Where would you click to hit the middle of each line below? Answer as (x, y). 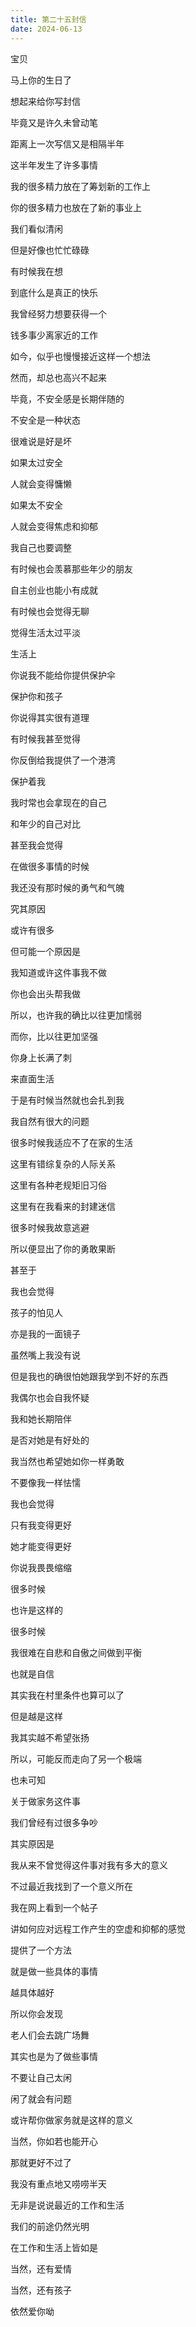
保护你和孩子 (36, 696)
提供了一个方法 (41, 1950)
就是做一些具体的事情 (54, 1971)
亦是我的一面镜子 (45, 1333)
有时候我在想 (36, 271)
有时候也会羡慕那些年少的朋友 (71, 568)
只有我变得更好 (41, 1525)
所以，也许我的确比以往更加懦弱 (76, 1015)
